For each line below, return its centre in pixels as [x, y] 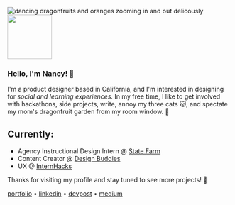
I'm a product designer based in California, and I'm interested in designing [116, 89]
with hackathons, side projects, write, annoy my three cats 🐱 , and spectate [118, 104]
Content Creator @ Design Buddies [69, 159]
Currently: [31, 134]
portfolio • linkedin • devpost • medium [65, 194]
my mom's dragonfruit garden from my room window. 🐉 [88, 112]
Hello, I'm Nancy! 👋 [41, 73]
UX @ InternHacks [45, 166]
